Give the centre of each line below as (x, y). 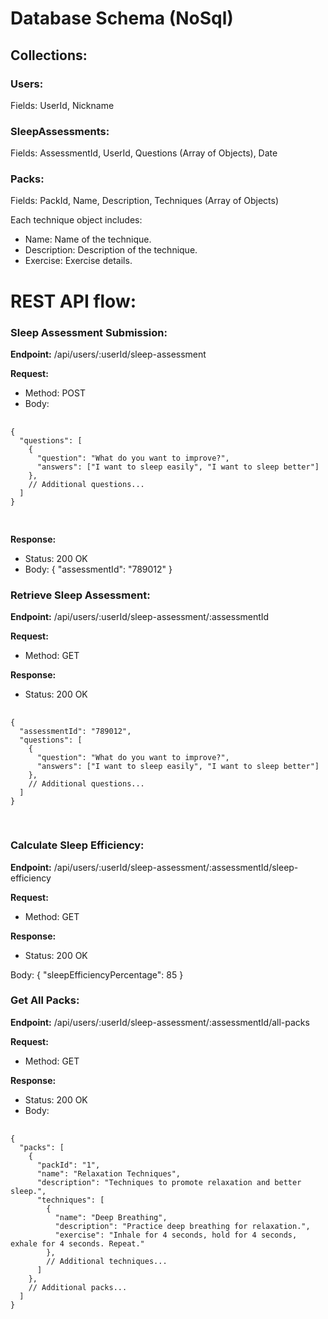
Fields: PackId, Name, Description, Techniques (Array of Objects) (145, 201)
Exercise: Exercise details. (78, 261)
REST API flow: (73, 301)
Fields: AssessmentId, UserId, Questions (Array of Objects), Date (144, 153)
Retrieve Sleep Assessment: (80, 595)
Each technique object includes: (76, 220)
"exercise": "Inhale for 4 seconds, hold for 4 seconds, (176, 1235)
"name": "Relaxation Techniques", (109, 1173)
